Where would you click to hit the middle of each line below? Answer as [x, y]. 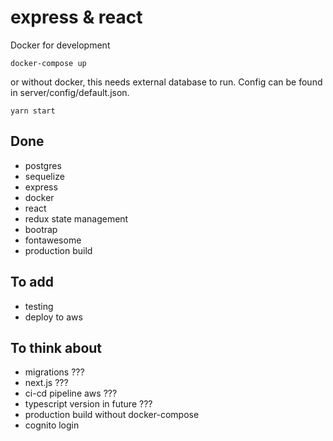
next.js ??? [46, 383]
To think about [56, 347]
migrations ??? [54, 372]
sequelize [44, 176]
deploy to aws [53, 317]
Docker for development [60, 45]
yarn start [33, 111]
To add [32, 282]
